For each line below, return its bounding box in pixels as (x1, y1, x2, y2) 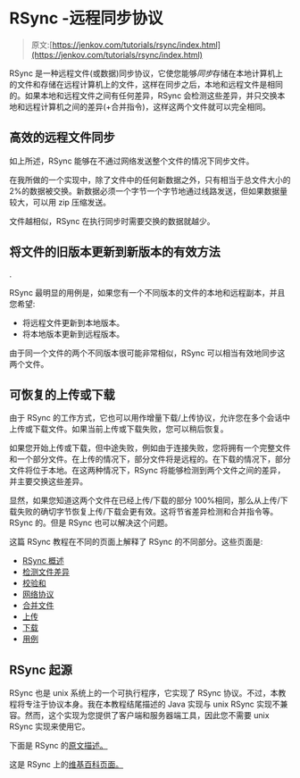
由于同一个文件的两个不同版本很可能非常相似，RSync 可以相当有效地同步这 (9, 347, 286, 358)
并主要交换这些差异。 (9, 476, 87, 487)
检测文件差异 (21, 566, 70, 577)
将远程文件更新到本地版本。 (21, 317, 125, 328)
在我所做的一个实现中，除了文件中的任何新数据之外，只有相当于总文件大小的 (9, 174, 291, 185)
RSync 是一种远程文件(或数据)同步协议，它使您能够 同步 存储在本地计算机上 (9, 68, 284, 79)
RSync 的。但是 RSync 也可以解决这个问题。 (9, 517, 173, 528)
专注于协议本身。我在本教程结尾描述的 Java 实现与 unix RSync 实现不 (24, 699, 280, 710)
